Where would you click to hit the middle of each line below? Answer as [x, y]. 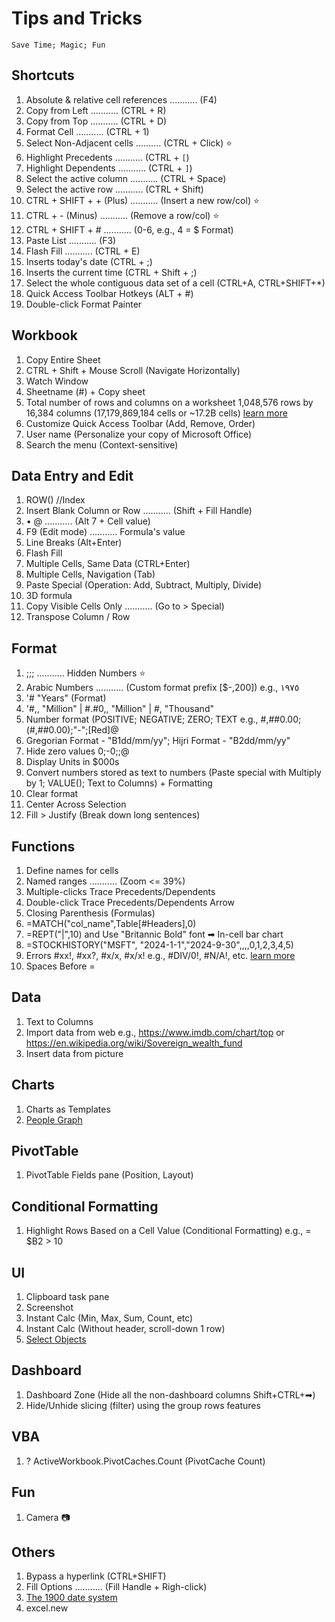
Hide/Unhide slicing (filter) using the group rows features [143, 1405]
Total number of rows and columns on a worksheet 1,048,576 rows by [169, 402]
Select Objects [56, 1339]
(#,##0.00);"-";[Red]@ [72, 730]
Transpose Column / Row [78, 617]
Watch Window [57, 381]
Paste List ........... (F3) [71, 240]
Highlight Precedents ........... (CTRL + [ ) [107, 157]
